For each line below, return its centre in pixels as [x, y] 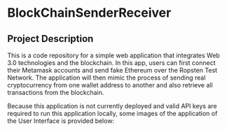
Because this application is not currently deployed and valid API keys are [112, 106]
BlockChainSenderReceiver [89, 13]
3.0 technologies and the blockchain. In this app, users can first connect [111, 63]
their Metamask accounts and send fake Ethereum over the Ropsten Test [112, 70]
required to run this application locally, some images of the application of [112, 113]
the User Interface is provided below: [61, 121]
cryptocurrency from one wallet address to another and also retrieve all [110, 85]
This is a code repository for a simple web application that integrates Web [114, 55]
